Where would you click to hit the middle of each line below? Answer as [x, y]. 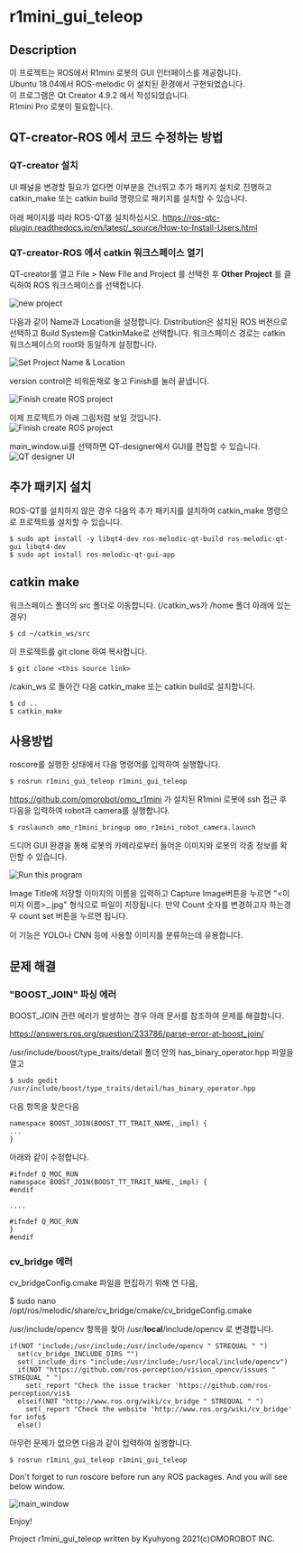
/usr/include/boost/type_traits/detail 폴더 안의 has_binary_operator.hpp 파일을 [151, 1052]
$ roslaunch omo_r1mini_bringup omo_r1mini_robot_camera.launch [133, 828]
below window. [37, 1486]
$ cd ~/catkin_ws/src [50, 633]
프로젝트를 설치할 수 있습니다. [71, 521]
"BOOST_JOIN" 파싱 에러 [63, 994]
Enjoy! [21, 1521]
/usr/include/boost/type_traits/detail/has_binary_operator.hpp [133, 1089]
